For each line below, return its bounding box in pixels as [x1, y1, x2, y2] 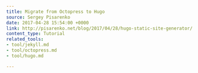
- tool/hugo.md [6, 53, 44, 59]
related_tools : [6, 36, 44, 42]
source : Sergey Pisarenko [6, 14, 70, 20]
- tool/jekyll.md [6, 42, 49, 48]
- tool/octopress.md [6, 47, 58, 53]
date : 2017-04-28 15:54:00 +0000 [6, 20, 89, 26]
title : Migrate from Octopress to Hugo [6, 8, 105, 15]
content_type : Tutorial [6, 31, 65, 37]
